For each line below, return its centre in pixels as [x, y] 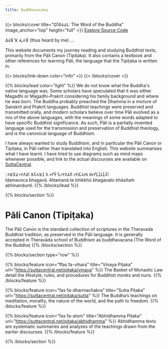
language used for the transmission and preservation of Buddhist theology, [82, 128]
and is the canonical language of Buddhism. [50, 133]
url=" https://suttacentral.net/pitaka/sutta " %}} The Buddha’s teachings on [81, 295]
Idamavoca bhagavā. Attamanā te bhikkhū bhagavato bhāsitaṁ [70, 180]
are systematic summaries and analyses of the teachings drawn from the [80, 326]
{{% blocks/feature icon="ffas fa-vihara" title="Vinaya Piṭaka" [69, 264]
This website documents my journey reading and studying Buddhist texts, [81, 50]
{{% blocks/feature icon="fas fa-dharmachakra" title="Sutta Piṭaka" [75, 290]
